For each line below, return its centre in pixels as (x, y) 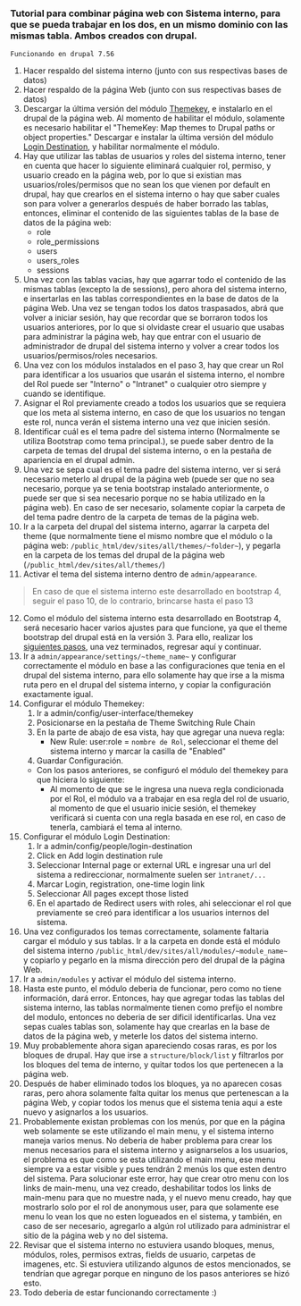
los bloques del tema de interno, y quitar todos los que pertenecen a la (153, 1065)
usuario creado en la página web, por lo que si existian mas (132, 175)
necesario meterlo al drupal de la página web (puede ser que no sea (149, 479)
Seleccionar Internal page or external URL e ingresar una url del (154, 865)
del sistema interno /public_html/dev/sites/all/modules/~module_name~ (155, 951)
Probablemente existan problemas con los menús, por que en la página (154, 1122)
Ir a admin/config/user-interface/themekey (115, 713)
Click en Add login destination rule (100, 855)
